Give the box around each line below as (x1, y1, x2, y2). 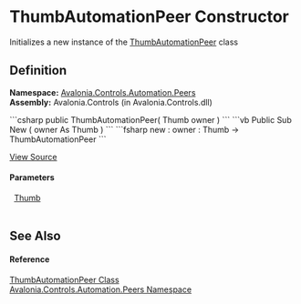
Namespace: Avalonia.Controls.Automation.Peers (9, 86, 196, 97)
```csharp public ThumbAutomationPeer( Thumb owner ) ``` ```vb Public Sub (9, 114, 292, 125)
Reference (9, 253, 50, 265)
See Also (9, 228, 61, 244)
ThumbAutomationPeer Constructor (9, 6, 289, 27)
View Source (9, 151, 57, 162)
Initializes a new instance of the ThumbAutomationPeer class (9, 36, 239, 47)
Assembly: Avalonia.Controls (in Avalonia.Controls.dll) (9, 96, 213, 107)
